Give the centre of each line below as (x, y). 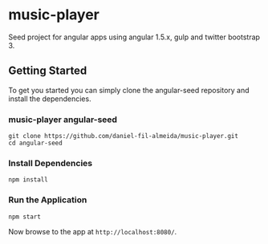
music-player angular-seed (63, 120)
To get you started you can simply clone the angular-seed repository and (129, 90)
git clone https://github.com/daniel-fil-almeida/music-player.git (124, 136)
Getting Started (48, 71)
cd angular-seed (35, 143)
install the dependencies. (50, 99)
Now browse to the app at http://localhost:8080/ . (93, 231)
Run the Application (48, 200)
